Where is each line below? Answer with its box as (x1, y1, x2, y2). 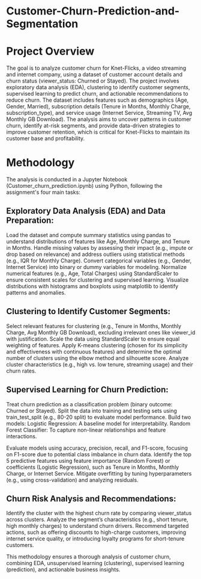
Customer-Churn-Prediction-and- (6, 4, 180, 18)
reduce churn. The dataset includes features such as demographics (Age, (6, 96, 189, 104)
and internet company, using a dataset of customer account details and (6, 71, 183, 78)
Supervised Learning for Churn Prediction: (6, 385, 169, 395)
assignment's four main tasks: (6, 188, 81, 196)
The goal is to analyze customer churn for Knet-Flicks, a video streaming (6, 64, 187, 72)
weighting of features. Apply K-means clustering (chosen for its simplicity (6, 341, 188, 348)
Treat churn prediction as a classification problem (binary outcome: (6, 400, 173, 407)
